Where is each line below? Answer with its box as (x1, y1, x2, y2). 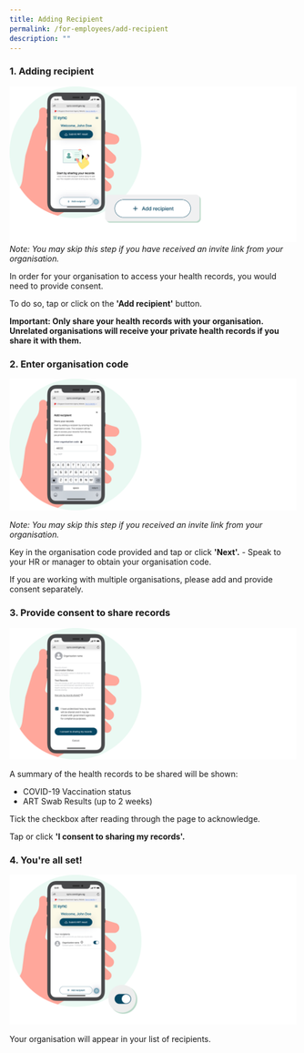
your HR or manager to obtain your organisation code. (9, 556, 212, 568)
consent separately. (9, 583, 84, 595)
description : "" (9, 34, 71, 43)
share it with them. (9, 335, 82, 346)
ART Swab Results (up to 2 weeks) (22, 796, 153, 807)
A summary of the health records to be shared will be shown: (9, 769, 238, 780)
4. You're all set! (9, 854, 83, 866)
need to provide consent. (9, 280, 104, 291)
